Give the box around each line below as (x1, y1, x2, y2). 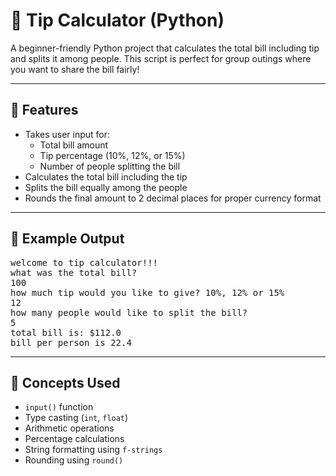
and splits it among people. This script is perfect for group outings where (10, 52, 312, 64)
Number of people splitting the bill (39, 160, 181, 172)
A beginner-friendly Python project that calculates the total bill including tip (10, 42, 320, 54)
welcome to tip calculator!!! (10, 257, 159, 268)
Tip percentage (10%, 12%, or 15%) (39, 149, 186, 161)
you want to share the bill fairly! (10, 63, 140, 75)
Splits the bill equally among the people (24, 181, 188, 193)
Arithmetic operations (24, 422, 115, 434)
